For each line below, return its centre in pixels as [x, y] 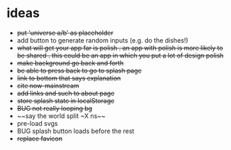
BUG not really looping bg [55, 108]
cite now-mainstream [48, 85]
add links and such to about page [66, 93]
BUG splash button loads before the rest [75, 131]
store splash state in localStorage [66, 100]
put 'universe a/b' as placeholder [65, 33]
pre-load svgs [37, 123]
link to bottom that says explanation [69, 78]
